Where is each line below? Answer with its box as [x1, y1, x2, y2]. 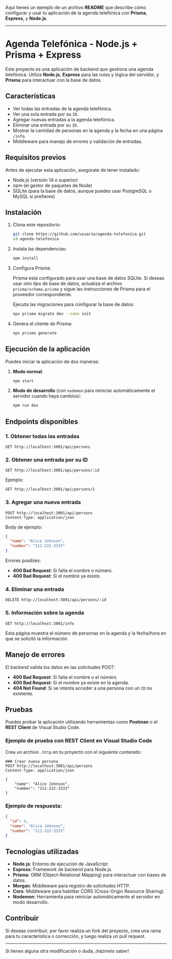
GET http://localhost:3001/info [5, 621, 74, 626]
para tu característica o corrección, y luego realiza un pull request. [5, 933, 146, 939]
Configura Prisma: [12, 265, 51, 271]
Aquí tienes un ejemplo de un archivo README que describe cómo [5, 5, 146, 10]
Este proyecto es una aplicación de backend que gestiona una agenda [5, 66, 154, 72]
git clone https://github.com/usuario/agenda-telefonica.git [12, 231, 146, 237]
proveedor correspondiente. [12, 292, 73, 297]
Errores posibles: [5, 557, 41, 564]
